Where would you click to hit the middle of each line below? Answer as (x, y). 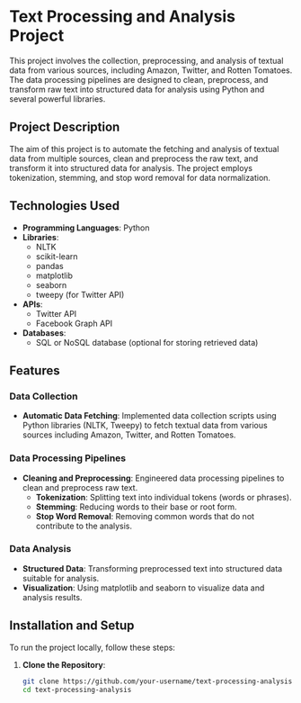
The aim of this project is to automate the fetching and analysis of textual (144, 149)
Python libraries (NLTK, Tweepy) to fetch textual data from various (145, 426)
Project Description (65, 127)
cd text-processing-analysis (77, 689)
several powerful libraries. (58, 99)
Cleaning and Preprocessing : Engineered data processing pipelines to (153, 478)
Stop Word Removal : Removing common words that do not (145, 516)
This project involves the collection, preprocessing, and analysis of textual (146, 60)
